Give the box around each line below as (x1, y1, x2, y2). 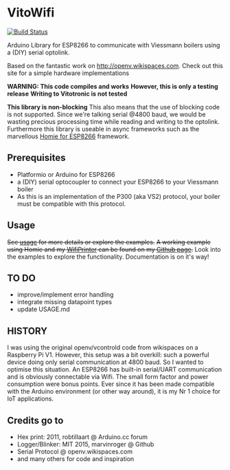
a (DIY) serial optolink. (7, 48, 70, 56)
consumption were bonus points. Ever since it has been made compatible (7, 380, 215, 388)
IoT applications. (7, 394, 54, 403)
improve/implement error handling (16, 290, 114, 299)
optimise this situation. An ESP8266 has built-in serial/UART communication (7, 365, 222, 374)
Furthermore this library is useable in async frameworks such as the (7, 125, 200, 133)
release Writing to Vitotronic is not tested (7, 89, 128, 98)
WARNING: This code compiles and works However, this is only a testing (7, 82, 218, 90)
